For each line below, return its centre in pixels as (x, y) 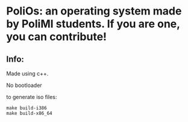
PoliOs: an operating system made (94, 11)
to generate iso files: (32, 97)
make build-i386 (27, 108)
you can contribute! (57, 37)
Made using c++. (27, 73)
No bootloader (24, 85)
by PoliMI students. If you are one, (93, 24)
